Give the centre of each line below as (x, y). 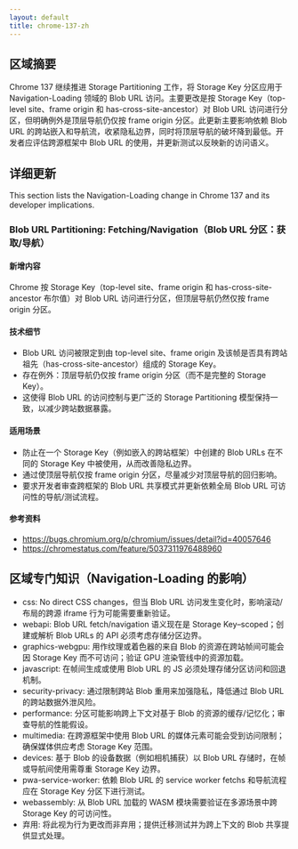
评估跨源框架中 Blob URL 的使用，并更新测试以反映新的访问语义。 (153, 142)
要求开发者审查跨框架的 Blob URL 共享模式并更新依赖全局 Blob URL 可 (150, 485)
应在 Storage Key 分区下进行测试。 (85, 791)
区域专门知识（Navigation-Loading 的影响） (132, 579)
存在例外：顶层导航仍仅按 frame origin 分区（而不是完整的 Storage (144, 376)
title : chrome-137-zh (49, 26)
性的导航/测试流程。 (67, 497)
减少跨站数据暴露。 (81, 408)
